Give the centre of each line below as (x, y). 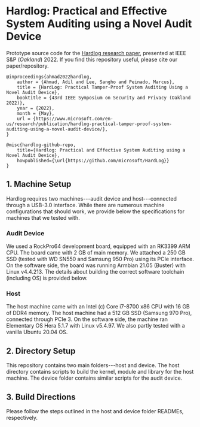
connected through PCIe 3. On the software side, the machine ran (87, 319)
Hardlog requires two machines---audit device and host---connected (92, 198)
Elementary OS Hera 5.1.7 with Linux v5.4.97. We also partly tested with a (96, 326)
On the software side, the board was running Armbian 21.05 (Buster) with (96, 265)
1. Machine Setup (39, 184)
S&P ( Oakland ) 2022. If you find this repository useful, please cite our (92, 59)
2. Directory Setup (41, 351)
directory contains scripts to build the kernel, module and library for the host (100, 372)
